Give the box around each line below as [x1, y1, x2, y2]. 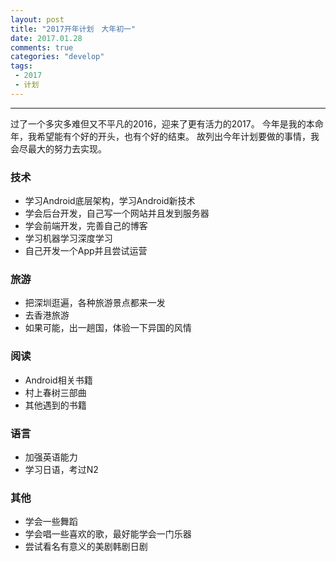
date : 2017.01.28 [10, 33, 83, 43]
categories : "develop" [10, 52, 105, 62]
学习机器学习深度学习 [24, 232, 113, 245]
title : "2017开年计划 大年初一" [10, 24, 137, 34]
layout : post [10, 14, 65, 25]
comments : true [10, 42, 74, 53]
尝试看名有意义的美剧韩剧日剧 [24, 541, 148, 553]
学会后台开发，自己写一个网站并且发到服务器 [24, 207, 210, 220]
